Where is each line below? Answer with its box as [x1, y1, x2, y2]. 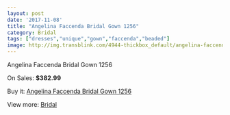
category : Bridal [7, 29, 57, 36]
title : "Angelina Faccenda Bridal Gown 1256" [7, 23, 139, 29]
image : [7, 42, 26, 49]
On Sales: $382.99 [7, 74, 62, 82]
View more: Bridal [7, 101, 57, 108]
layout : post [7, 10, 44, 17]
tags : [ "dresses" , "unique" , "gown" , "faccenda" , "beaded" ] [7, 36, 170, 42]
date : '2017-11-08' [7, 16, 63, 23]
